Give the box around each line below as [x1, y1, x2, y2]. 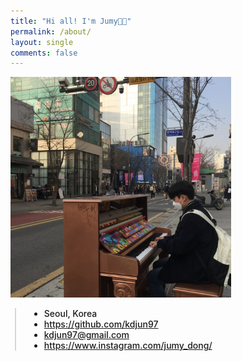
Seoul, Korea [43, 308, 98, 320]
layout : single [10, 37, 74, 47]
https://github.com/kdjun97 [43, 318, 159, 330]
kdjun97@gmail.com [43, 329, 130, 341]
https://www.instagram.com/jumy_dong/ [43, 340, 213, 352]
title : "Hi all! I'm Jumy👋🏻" [10, 16, 132, 26]
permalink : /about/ [10, 26, 92, 37]
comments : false [10, 48, 78, 58]
